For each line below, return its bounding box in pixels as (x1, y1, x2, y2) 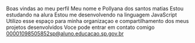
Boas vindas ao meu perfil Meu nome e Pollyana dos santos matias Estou (6, 5, 184, 12)
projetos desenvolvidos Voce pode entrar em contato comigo (6, 24, 155, 31)
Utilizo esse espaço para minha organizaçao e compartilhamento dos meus (6, 18, 189, 24)
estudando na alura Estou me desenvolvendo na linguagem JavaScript (6, 11, 177, 18)
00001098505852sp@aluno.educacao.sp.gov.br (6, 30, 124, 37)
